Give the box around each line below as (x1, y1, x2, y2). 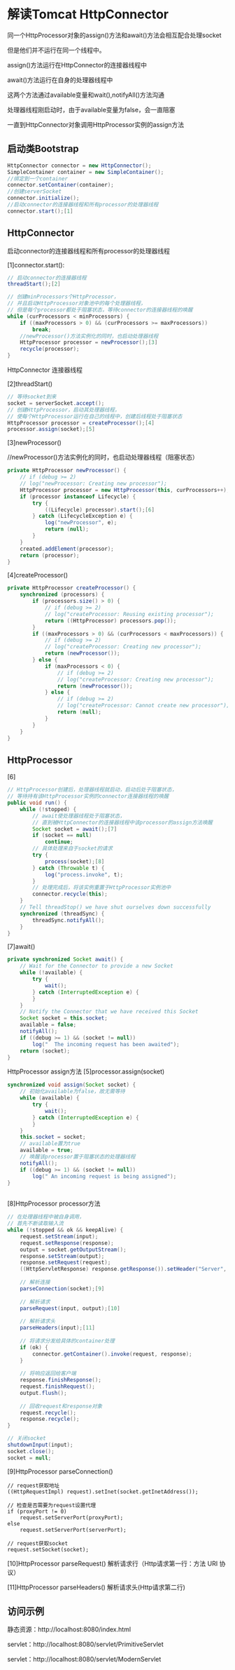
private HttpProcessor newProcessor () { (7, 467, 127, 474)
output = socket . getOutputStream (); (20, 1246, 127, 1253)
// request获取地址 (7, 1482, 60, 1489)
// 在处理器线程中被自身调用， (7, 1213, 85, 1221)
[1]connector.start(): (7, 260, 65, 269)
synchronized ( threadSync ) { (20, 910, 105, 917)
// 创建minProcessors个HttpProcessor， (7, 293, 120, 300)
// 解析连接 (20, 1278, 50, 1285)
